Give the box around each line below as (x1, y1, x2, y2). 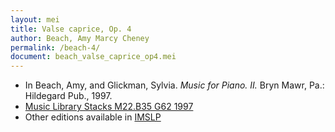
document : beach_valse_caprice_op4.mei (10, 52, 177, 62)
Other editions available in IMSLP (24, 111, 162, 123)
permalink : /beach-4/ (10, 42, 101, 53)
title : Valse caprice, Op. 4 (10, 24, 132, 34)
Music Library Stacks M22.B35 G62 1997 (24, 101, 194, 113)
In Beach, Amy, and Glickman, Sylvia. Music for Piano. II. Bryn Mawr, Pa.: (24, 79, 325, 91)
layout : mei (10, 14, 60, 25)
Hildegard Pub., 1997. (24, 90, 113, 102)
